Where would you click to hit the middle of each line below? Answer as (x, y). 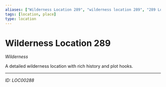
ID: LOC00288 (20, 80)
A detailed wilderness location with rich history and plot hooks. (69, 66)
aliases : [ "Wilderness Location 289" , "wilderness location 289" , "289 (80, 10)
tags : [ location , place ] (31, 14)
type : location (21, 19)
